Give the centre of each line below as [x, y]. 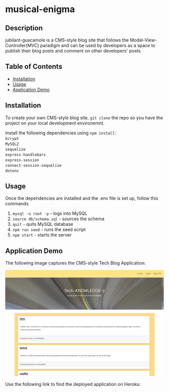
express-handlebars [26, 155]
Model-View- [144, 40]
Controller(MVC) [22, 45]
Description [24, 28]
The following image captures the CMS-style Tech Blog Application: [75, 263]
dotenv [12, 171]
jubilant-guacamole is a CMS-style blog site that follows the [67, 40]
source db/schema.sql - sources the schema [58, 219]
